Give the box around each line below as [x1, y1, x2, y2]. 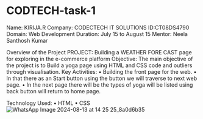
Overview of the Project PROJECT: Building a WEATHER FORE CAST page [6, 48, 192, 56]
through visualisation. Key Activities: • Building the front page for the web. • [6, 68, 197, 75]
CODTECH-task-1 [6, 4, 96, 18]
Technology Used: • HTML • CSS [6, 99, 90, 107]
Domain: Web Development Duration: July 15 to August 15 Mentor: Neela [6, 30, 188, 37]
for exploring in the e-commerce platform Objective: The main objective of [6, 55, 193, 62]
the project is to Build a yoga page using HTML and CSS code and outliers [6, 62, 193, 69]
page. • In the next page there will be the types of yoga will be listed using [6, 81, 193, 88]
